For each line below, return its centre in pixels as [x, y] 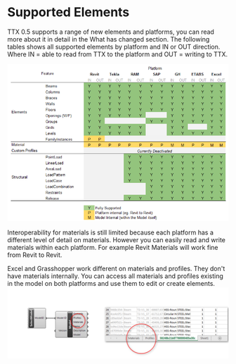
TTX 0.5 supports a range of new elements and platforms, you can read [111, 32]
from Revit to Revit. [35, 255]
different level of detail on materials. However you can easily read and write [117, 240]
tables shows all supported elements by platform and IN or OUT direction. [114, 46]
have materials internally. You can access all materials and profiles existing [115, 276]
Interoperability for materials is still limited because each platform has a [111, 232]
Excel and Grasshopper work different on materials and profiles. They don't [116, 269]
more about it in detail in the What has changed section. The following [109, 39]
